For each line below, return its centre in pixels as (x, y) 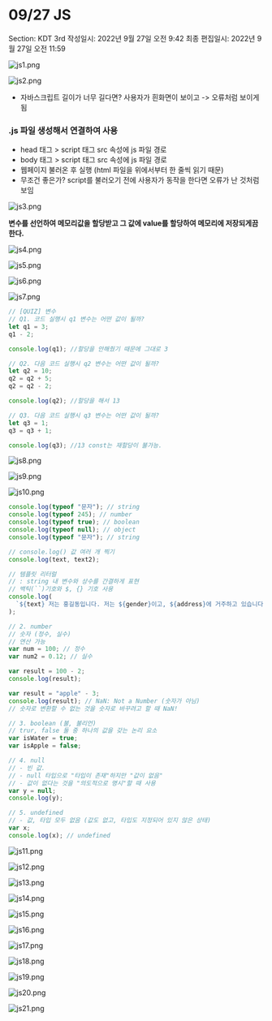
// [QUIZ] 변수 (32, 312)
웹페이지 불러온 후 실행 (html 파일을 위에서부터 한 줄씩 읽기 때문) (122, 170)
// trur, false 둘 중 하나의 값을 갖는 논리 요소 (83, 731)
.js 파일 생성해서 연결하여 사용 (63, 130)
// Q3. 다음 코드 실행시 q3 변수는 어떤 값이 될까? (84, 416)
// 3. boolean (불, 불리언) (52, 723)
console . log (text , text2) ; (54, 559)
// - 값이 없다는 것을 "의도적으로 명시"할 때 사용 (82, 783)
